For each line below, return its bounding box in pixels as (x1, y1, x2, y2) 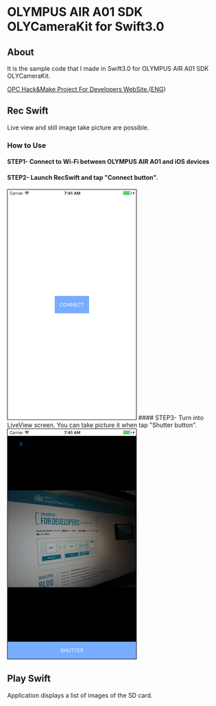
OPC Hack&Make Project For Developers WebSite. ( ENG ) (7, 85, 166, 93)
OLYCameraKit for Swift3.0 (7, 19, 165, 34)
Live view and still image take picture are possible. (7, 123, 149, 132)
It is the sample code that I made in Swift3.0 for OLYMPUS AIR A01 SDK (7, 65, 209, 72)
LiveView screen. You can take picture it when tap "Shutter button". (7, 421, 197, 429)
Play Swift (7, 673, 51, 685)
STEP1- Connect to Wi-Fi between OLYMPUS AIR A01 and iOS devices (7, 158, 210, 166)
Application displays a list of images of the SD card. (7, 691, 153, 699)
